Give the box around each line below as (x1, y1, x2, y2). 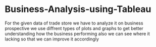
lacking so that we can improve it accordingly (5, 36, 99, 42)
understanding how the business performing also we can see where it (5, 30, 150, 36)
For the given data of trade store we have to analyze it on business (5, 20, 143, 26)
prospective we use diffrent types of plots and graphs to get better (5, 25, 143, 31)
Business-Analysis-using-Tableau (5, 3, 151, 15)
